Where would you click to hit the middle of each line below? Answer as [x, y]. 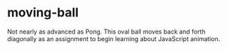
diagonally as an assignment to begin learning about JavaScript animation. [114, 38]
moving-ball [43, 13]
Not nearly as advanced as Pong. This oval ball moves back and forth [107, 32]
